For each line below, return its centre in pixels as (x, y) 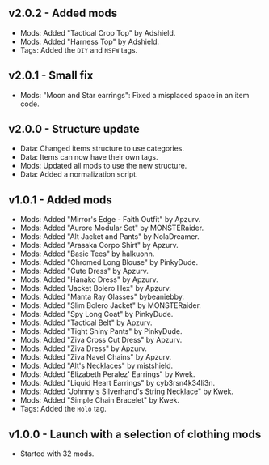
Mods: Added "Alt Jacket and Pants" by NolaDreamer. (109, 237)
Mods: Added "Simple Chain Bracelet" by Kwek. (100, 400)
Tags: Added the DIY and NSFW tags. (79, 50)
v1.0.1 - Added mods (60, 200)
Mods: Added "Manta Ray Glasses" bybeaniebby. (102, 297)
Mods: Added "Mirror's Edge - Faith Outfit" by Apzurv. (110, 220)
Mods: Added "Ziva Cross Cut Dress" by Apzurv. (101, 340)
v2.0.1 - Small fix (51, 76)
